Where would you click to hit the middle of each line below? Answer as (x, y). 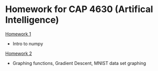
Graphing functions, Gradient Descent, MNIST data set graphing (79, 63)
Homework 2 (19, 53)
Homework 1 (18, 34)
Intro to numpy (28, 43)
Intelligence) (32, 20)
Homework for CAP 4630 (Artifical (79, 9)
